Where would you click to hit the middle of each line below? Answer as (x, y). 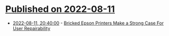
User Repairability (31, 28)
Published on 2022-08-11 (60, 9)
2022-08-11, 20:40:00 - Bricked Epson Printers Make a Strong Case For (88, 23)
